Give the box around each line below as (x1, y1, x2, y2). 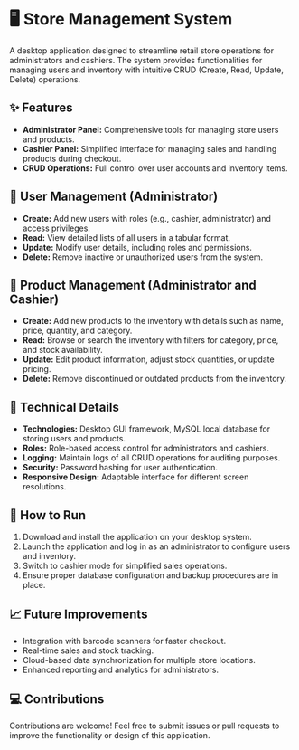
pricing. (22, 364, 51, 375)
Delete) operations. (9, 73, 81, 84)
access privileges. (22, 223, 90, 233)
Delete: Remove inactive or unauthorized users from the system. (22, 252, 264, 262)
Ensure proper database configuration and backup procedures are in (22, 570, 278, 581)
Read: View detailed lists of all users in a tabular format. (22, 232, 231, 242)
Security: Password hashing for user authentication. (22, 462, 219, 473)
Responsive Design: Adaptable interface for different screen (22, 471, 249, 482)
